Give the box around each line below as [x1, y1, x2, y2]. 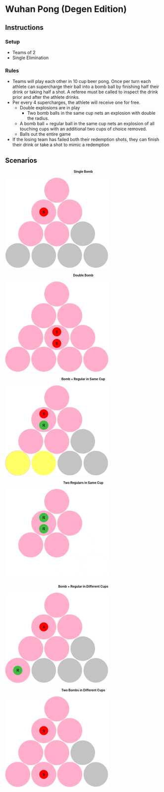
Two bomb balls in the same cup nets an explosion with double [27, 110, 156, 116]
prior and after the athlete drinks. [12, 94, 80, 100]
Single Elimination [12, 55, 49, 61]
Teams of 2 [12, 49, 36, 55]
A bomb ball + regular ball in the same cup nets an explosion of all [19, 121, 155, 127]
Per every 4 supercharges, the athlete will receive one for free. [12, 99, 141, 105]
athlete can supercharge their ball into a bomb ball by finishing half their [12, 83, 160, 90]
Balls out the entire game [19, 131, 71, 137]
